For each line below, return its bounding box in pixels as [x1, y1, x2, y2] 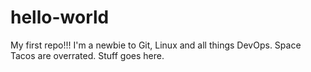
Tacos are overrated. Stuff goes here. [10, 49, 165, 61]
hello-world [10, 6, 110, 29]
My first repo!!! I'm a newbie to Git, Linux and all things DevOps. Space [10, 39, 302, 51]
